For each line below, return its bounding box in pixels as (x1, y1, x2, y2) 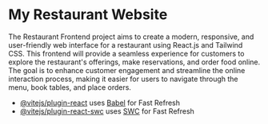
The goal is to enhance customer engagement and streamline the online (8, 65, 246, 75)
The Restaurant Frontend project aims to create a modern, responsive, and (8, 32, 254, 41)
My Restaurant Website (8, 6, 168, 24)
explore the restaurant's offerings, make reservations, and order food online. (8, 57, 261, 67)
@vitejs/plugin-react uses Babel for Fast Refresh (19, 98, 181, 107)
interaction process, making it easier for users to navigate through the (8, 74, 238, 83)
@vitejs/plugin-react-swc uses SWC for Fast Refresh (19, 106, 194, 116)
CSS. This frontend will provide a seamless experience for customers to (8, 48, 245, 58)
